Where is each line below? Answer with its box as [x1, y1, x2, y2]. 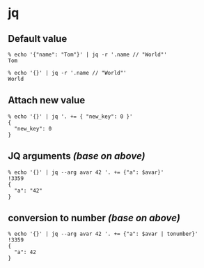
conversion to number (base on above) [8, 212, 180, 224]
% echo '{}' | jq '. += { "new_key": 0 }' [8, 113, 133, 120]
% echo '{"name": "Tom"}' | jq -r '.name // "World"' [8, 51, 168, 58]
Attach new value [8, 94, 86, 106]
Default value [8, 33, 68, 45]
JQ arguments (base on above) [8, 150, 146, 162]
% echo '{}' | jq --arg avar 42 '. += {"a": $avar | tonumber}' [8, 230, 198, 238]
